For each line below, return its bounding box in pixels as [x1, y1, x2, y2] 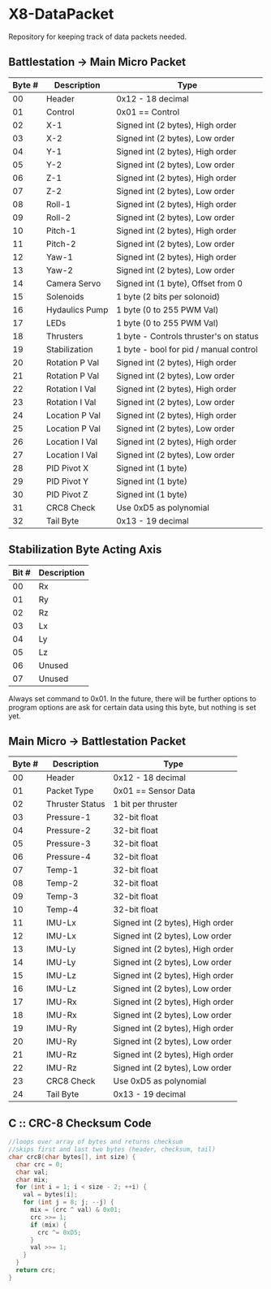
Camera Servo [45, 278, 101, 289]
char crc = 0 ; [15, 1160, 63, 1169]
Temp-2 [45, 877, 79, 889]
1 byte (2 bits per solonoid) [116, 291, 221, 302]
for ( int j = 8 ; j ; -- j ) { [23, 1198, 114, 1206]
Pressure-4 [45, 851, 91, 863]
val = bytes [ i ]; [23, 1191, 79, 1199]
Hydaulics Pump [45, 304, 109, 315]
